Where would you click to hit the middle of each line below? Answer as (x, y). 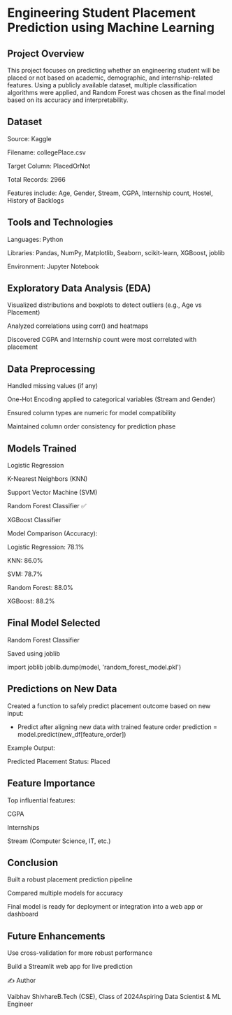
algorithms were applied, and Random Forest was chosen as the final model (116, 93)
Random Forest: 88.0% (40, 588)
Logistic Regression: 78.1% (46, 547)
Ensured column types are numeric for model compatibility (92, 413)
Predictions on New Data (62, 689)
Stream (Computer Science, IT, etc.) (59, 841)
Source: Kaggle (29, 138)
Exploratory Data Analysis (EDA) (79, 288)
